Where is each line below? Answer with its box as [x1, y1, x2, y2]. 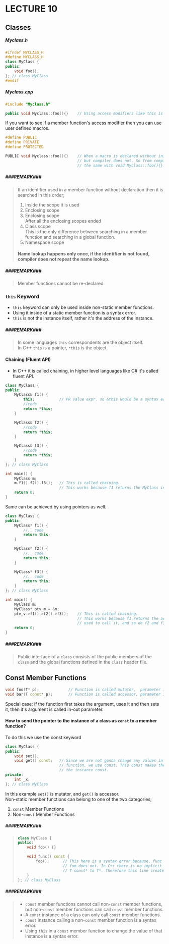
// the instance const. [59, 768, 109, 773]
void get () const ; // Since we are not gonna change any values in [14, 758, 163, 763]
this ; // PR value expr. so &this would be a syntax [23, 397, 158, 402]
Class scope [25, 223, 51, 229]
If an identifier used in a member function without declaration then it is [17, 186, 163, 192]
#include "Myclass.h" [5, 101, 51, 107]
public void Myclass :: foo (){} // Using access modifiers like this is [5, 111, 163, 116]
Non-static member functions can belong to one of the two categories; [5, 796, 152, 802]
